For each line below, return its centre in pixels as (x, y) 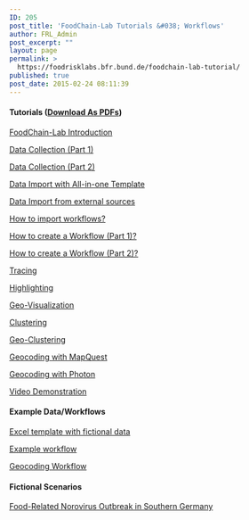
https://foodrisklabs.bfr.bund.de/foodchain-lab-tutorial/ (129, 68)
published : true (39, 76)
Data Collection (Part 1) (52, 149)
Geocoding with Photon (52, 374)
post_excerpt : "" (41, 42)
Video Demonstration (48, 391)
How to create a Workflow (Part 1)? (73, 235)
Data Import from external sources (72, 201)
